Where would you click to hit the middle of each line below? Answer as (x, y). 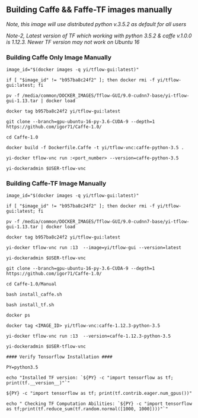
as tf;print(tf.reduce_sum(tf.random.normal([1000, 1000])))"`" (87, 409)
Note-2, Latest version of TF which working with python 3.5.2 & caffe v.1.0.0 (99, 36)
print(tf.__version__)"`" (38, 383)
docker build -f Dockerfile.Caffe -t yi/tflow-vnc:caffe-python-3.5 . (95, 148)
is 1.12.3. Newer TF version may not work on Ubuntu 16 (73, 42)
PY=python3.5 (22, 367)
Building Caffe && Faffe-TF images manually (89, 10)
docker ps (18, 315)
